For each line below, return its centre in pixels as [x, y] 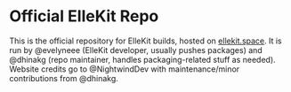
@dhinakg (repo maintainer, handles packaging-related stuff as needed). [142, 59]
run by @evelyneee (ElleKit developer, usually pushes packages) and [136, 50]
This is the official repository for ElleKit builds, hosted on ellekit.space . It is [145, 41]
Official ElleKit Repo [84, 16]
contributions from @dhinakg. [64, 78]
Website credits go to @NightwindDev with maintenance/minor [125, 69]
